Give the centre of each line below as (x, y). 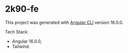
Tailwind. (21, 46)
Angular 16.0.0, (27, 41)
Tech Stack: (17, 32)
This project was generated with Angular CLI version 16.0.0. (64, 22)
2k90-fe (22, 9)
